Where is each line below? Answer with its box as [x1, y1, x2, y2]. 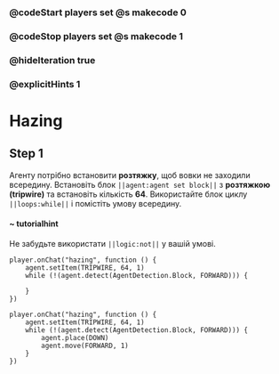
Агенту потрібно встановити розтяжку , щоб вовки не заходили [9, 169, 251, 180]
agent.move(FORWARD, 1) [41, 341, 129, 350]
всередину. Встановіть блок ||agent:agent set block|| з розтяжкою [9, 179, 271, 190]
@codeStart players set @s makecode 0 [9, 6, 187, 19]
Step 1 [9, 146, 44, 161]
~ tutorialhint [9, 218, 60, 229]
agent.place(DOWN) [41, 333, 109, 342]
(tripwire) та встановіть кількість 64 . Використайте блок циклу [9, 189, 248, 199]
